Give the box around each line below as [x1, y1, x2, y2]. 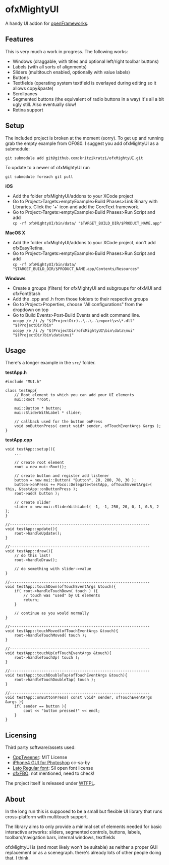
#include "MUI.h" [5, 379, 42, 385]
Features [5, 35, 34, 44]
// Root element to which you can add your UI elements [14, 393, 135, 398]
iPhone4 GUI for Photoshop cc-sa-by [12, 760, 90, 766]
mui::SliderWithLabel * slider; [14, 410, 82, 416]
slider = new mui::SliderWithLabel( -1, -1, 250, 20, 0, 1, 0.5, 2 [14, 504, 159, 510]
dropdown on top [12, 307, 49, 313]
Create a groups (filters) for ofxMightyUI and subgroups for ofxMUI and [12, 285, 161, 291]
